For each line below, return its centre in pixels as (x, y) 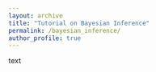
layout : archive (36, 16)
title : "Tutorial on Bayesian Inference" (79, 23)
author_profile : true (45, 38)
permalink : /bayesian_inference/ (65, 30)
